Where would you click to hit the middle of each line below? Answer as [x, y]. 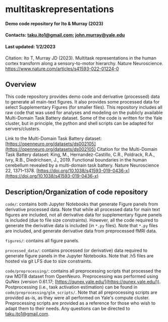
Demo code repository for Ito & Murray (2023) [54, 23]
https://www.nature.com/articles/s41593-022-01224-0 [62, 69]
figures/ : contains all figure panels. [42, 241]
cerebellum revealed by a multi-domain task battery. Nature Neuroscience [82, 166]
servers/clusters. [23, 129]
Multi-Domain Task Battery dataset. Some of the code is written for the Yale [84, 118]
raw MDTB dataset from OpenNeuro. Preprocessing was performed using [82, 277]
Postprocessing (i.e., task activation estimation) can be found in [71, 287]
